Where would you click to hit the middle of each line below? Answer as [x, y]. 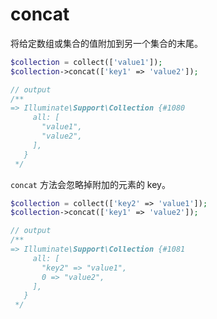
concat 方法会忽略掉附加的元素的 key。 [90, 184]
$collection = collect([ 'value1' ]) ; [86, 62]
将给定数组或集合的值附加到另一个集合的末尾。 [106, 43]
